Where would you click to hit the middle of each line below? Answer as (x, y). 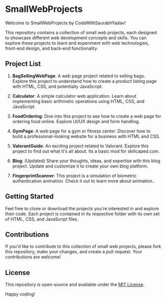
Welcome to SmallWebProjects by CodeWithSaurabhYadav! (65, 23)
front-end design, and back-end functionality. (52, 48)
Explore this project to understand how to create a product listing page (84, 81)
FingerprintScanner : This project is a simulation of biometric (75, 176)
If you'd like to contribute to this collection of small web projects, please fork (83, 246)
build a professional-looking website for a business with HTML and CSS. (86, 136)
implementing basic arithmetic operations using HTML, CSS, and (78, 101)
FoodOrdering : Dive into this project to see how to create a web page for (87, 116)
